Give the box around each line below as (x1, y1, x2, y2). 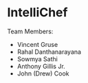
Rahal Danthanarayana (16, 48, 81, 56)
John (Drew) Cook (16, 69, 70, 78)
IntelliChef (7, 5, 68, 20)
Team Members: (7, 27, 54, 35)
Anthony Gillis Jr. (16, 62, 65, 70)
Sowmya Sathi (16, 54, 58, 63)
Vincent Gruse (16, 40, 58, 48)
